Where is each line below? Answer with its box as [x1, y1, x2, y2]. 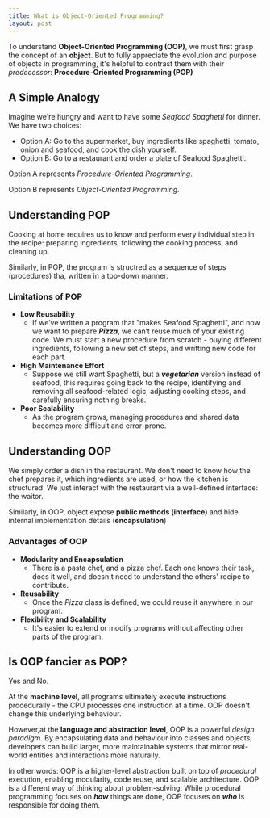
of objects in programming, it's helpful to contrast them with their [8, 58, 225, 69]
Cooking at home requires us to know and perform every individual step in [8, 229, 255, 239]
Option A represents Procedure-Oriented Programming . [8, 169, 193, 178]
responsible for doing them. [8, 800, 101, 810]
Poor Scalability [19, 404, 75, 413]
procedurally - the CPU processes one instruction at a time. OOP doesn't [8, 700, 251, 711]
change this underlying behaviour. [8, 709, 122, 719]
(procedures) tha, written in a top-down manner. [8, 271, 168, 281]
